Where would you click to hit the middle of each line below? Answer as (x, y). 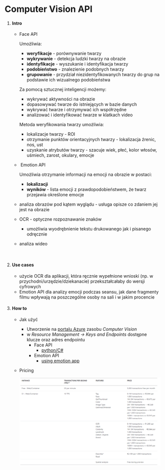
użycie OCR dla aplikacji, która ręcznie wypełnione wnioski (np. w (86, 276)
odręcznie (37, 234)
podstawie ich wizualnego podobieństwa (68, 80)
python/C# (53, 350)
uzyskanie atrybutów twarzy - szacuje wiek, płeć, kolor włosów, (92, 150)
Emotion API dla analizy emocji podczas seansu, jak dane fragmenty (89, 292)
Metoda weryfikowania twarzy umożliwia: (62, 125)
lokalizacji (37, 184)
